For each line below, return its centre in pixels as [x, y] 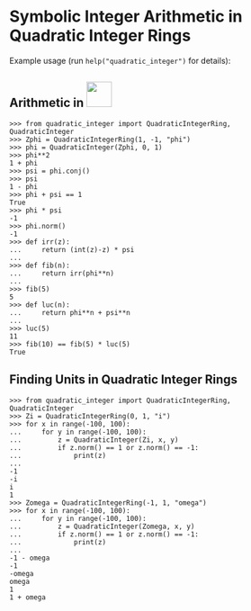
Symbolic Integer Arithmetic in [126, 17]
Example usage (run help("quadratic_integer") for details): [120, 60]
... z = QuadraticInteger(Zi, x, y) [94, 440]
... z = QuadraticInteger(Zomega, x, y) [102, 526]
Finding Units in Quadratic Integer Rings [124, 380]
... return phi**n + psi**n [70, 312]
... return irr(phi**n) [62, 273]
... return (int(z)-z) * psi [72, 249]
